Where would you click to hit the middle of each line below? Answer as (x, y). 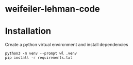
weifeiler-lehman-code (53, 9)
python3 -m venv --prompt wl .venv (41, 54)
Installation (28, 31)
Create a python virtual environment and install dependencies (67, 45)
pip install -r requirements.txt (39, 58)
